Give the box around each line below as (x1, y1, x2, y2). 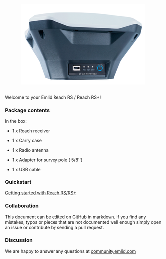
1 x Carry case (12, 137, 42, 143)
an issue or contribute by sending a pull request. (5, 224, 104, 230)
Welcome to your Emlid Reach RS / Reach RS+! (5, 94, 101, 100)
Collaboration (5, 202, 39, 209)
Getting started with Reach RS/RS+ (5, 190, 77, 196)
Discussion (5, 237, 33, 244)
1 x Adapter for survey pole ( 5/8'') (12, 157, 83, 163)
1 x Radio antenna (12, 147, 49, 153)
